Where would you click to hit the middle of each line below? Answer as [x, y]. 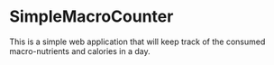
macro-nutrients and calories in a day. [80, 51]
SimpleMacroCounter [91, 17]
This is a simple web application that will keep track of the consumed [137, 42]
